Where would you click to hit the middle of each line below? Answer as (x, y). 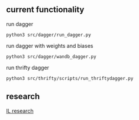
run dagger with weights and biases (50, 46)
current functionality (45, 10)
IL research (20, 111)
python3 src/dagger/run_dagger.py (49, 35)
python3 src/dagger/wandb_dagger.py (51, 56)
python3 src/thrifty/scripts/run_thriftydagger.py (70, 78)
